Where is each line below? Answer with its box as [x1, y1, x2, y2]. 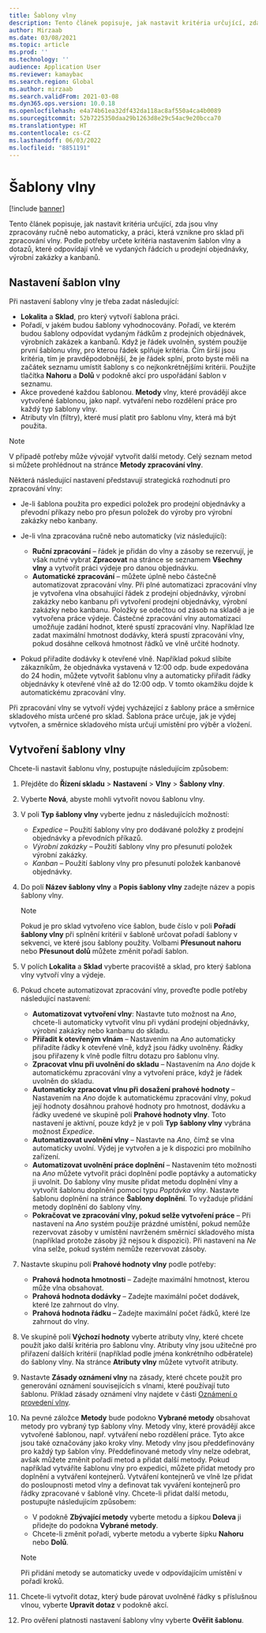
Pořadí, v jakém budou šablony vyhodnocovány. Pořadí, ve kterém [20, 321, 236, 330]
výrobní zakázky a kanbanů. [9, 253, 101, 262]
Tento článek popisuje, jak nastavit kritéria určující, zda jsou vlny [9, 219, 219, 229]
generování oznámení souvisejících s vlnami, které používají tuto [20, 1380, 230, 1390]
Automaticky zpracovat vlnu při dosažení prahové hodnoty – [32, 1084, 235, 1094]
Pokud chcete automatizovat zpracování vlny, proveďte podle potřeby [20, 985, 248, 995]
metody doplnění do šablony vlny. [32, 1202, 143, 1211]
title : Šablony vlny [9, 11, 77, 20]
